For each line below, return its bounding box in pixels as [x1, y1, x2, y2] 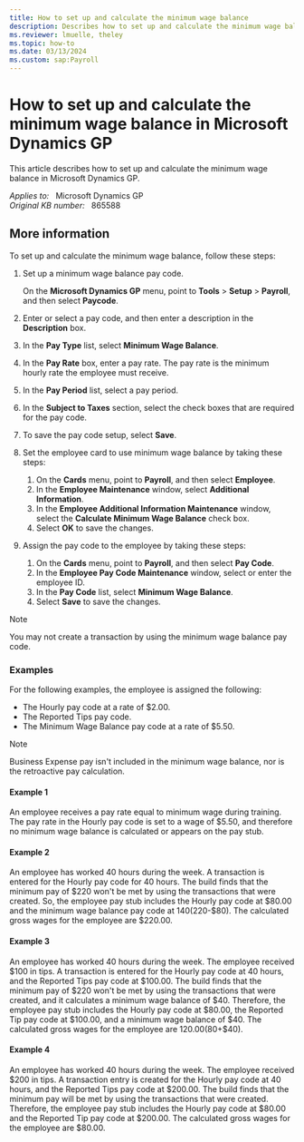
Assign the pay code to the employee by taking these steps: [22, 540, 246, 551]
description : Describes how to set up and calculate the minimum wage [9, 22, 281, 31]
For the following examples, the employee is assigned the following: [9, 684, 262, 695]
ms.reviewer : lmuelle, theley [9, 30, 124, 39]
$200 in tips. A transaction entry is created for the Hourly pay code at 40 [9, 1074, 282, 1085]
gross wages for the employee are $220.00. [9, 915, 174, 926]
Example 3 [9, 936, 50, 947]
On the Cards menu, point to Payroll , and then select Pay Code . [35, 557, 274, 568]
